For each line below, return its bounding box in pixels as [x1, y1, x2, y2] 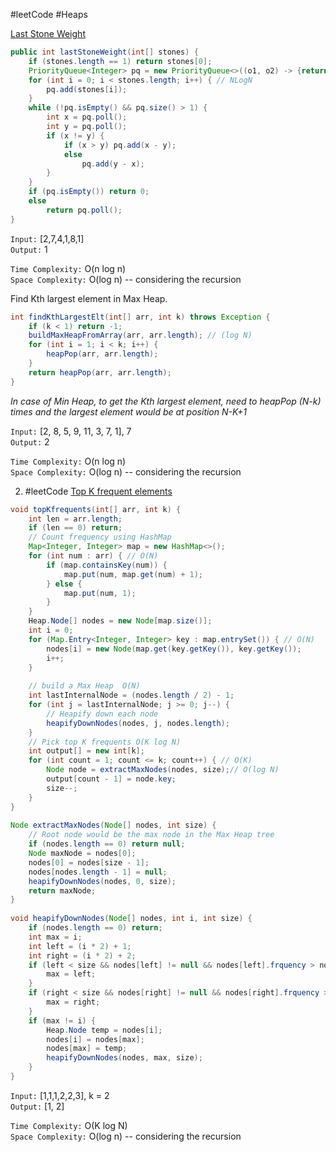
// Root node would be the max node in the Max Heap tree [28, 830, 275, 840]
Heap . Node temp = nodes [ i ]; [46, 1025, 163, 1035]
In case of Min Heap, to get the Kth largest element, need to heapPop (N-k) [10, 395, 322, 407]
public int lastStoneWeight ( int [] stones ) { [10, 47, 199, 57]
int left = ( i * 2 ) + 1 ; [28, 941, 132, 951]
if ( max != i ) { [28, 1015, 97, 1026]
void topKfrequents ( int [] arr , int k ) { [10, 504, 182, 514]
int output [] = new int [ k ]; [28, 746, 145, 756]
